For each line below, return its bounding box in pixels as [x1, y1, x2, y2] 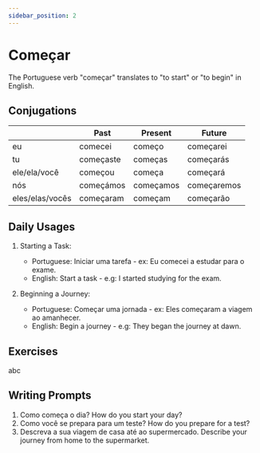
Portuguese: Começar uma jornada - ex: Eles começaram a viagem [31, 305, 253, 314]
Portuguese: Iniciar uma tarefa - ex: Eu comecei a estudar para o [31, 257, 245, 266]
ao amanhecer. [31, 313, 81, 323]
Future [201, 128, 227, 139]
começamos [132, 180, 180, 191]
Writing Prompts [8, 388, 92, 403]
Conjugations [8, 104, 77, 117]
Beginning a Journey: [19, 289, 90, 299]
